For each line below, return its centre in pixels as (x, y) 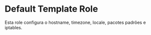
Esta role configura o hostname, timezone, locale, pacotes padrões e (75, 22)
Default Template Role (51, 9)
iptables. (14, 27)
